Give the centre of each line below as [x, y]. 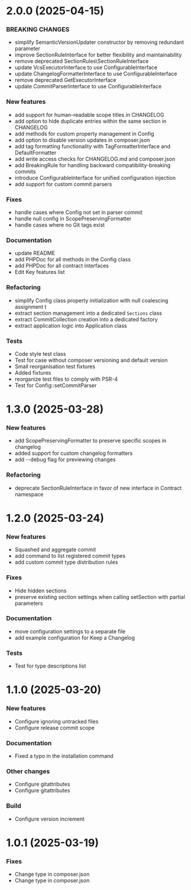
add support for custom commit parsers [63, 184]
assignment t [30, 307]
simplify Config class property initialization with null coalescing [91, 300]
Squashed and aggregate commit [55, 550]
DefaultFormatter [35, 152]
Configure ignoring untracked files [56, 721]
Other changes [28, 771]
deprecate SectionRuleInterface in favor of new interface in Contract [98, 488]
